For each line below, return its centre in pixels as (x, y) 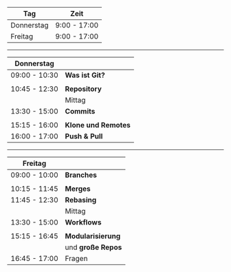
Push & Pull (84, 136)
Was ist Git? (85, 75)
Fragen (76, 259)
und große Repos (93, 247)
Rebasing (81, 200)
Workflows (83, 222)
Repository (83, 89)
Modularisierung (93, 236)
